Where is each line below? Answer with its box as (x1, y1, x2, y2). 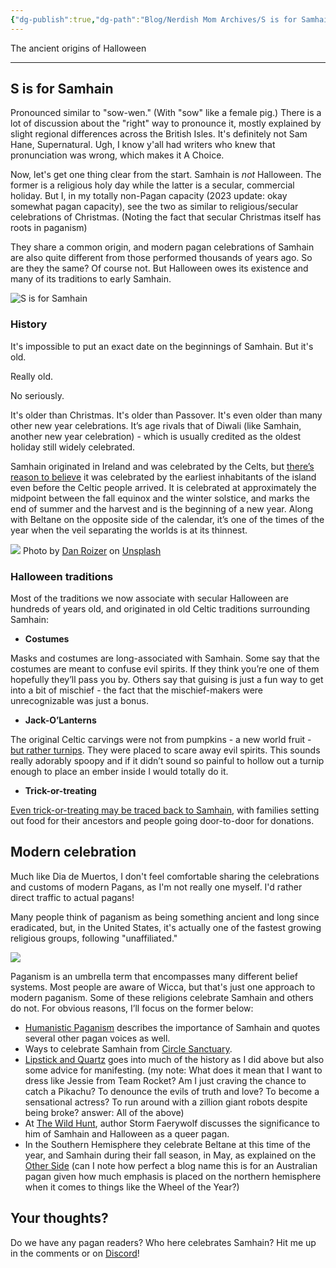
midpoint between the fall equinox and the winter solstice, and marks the (10, 492, 310, 504)
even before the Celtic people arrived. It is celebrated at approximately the (10, 481, 317, 493)
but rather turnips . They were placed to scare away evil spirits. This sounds (10, 744, 321, 756)
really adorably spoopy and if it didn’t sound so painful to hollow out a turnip (10, 755, 325, 767)
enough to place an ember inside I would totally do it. (10, 766, 229, 778)
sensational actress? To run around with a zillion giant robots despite (24, 1096, 308, 1108)
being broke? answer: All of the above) (24, 1106, 185, 1118)
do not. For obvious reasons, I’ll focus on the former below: (10, 1002, 254, 1014)
